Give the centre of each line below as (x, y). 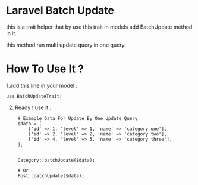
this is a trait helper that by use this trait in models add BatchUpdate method (99, 27)
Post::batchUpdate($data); (51, 176)
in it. (11, 33)
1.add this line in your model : (42, 85)
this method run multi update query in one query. (66, 45)
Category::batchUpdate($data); (56, 160)
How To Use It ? (45, 69)
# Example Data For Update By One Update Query (78, 118)
